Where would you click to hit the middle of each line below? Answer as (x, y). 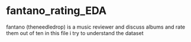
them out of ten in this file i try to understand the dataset (75, 33)
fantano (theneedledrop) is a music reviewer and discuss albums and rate (96, 27)
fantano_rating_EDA (56, 11)
